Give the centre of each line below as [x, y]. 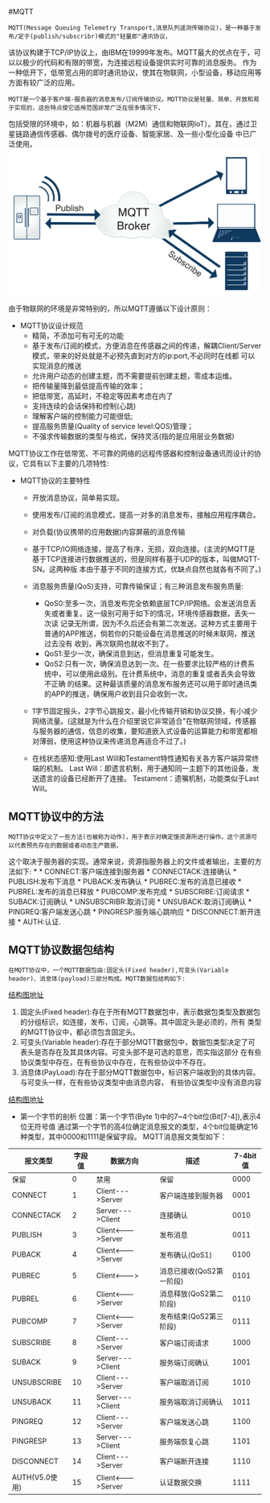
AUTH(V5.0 [31, 1477]
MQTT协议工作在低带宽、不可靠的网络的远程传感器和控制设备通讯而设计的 [131, 453]
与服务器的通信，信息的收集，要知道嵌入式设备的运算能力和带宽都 [141, 731]
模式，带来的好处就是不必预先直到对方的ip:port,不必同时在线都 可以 [143, 356]
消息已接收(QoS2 [188, 1270]
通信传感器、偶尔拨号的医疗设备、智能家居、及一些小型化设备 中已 [139, 134]
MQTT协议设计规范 [51, 326]
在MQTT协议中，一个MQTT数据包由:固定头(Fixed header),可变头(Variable [119, 970]
